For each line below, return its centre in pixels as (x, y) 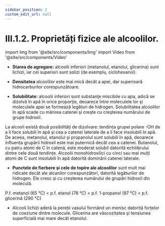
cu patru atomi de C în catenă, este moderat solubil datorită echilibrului (77, 148)
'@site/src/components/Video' (36, 58)
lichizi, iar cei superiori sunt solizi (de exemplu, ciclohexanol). (74, 72)
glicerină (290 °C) (23, 198)
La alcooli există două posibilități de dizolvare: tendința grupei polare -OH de (83, 127)
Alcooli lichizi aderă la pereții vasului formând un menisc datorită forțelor (86, 208)
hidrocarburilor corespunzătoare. (46, 87)
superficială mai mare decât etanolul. (50, 218)
